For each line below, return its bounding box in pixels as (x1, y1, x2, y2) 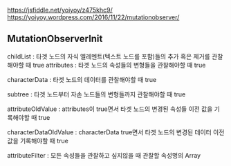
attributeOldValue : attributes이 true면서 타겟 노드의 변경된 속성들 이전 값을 (7, 105, 213, 113)
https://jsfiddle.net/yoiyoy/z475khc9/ (7, 6, 113, 14)
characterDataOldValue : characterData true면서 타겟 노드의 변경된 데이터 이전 (7, 127, 225, 136)
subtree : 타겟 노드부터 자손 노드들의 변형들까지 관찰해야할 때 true (7, 90, 186, 98)
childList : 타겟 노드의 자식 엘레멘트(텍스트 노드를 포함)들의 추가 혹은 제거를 (7, 52, 211, 61)
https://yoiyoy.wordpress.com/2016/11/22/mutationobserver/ (7, 13, 180, 21)
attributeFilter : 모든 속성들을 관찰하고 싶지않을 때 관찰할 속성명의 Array (7, 151, 201, 159)
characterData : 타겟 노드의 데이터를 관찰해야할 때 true (7, 75, 157, 83)
